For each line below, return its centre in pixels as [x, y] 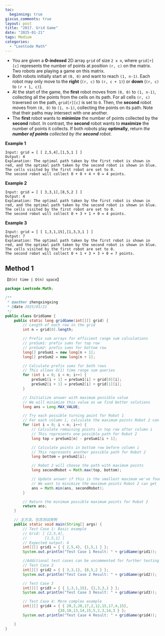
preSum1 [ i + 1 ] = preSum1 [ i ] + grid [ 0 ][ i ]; [76, 380]
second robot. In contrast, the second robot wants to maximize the [81, 123]
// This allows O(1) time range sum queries [69, 370]
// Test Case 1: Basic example [55, 529]
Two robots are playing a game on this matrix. [58, 71]
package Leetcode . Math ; [29, 289]
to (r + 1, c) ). [27, 86]
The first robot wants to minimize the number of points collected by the [85, 118]
